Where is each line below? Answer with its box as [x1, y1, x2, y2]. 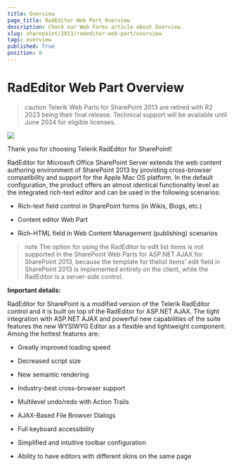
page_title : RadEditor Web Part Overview [7, 17, 131, 24]
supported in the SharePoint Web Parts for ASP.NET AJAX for [24, 250, 203, 258]
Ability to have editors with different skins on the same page [17, 452, 192, 460]
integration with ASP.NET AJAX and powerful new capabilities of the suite [7, 314, 221, 323]
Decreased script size [17, 356, 82, 365]
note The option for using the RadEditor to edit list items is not [24, 242, 204, 251]
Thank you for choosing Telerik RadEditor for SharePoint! [7, 145, 172, 153]
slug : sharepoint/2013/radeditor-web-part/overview [7, 29, 162, 37]
